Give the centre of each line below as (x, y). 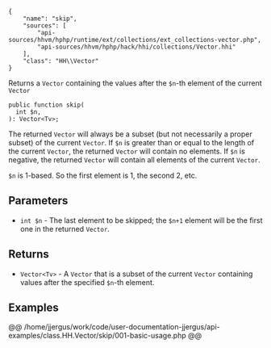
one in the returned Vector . (65, 229)
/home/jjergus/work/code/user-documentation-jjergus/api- (122, 327)
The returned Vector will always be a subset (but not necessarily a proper (130, 134)
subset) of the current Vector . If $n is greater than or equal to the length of (131, 143)
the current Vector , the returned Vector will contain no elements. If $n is (127, 151)
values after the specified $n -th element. (87, 282)
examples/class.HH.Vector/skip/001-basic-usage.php (98, 336)
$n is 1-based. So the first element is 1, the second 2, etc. (103, 175)
